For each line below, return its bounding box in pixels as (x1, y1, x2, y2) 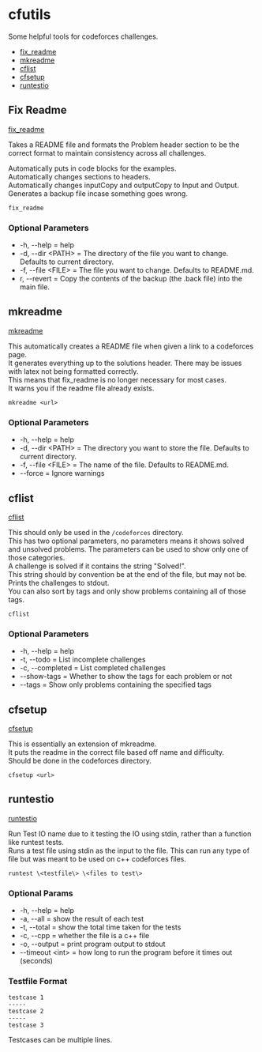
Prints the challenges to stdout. (8, 578, 110, 587)
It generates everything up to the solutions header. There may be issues (8, 358, 242, 368)
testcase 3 (8, 1021, 44, 1029)
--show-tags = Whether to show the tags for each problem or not (19, 672, 233, 681)
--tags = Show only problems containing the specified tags (19, 680, 211, 689)
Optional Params (8, 888, 73, 899)
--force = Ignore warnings (19, 469, 105, 478)
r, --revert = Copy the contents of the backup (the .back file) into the (19, 274, 243, 284)
